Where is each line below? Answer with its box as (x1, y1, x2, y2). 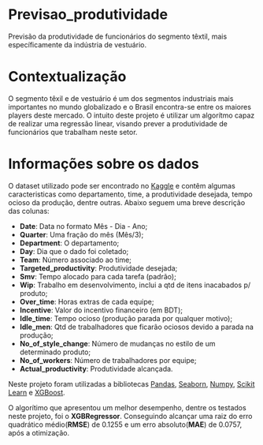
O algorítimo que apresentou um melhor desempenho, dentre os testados (8, 402, 246, 412)
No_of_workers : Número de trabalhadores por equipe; (19, 355, 197, 365)
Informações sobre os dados (8, 155, 199, 173)
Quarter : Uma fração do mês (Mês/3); (19, 230, 144, 239)
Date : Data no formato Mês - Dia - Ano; (19, 221, 148, 230)
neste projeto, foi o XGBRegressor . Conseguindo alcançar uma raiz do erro (8, 411, 253, 421)
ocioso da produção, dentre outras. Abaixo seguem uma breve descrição (8, 197, 246, 207)
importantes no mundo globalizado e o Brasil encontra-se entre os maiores (8, 102, 252, 111)
